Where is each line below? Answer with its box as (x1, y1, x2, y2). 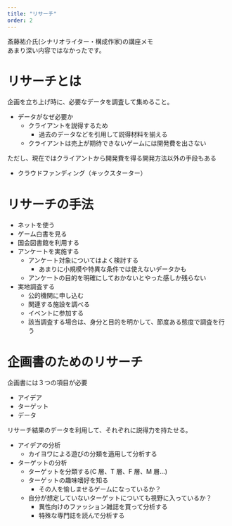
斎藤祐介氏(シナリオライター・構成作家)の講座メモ (7, 37, 153, 46)
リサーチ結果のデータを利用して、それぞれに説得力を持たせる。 (7, 426, 192, 434)
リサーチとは (7, 73, 82, 89)
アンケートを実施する (17, 247, 79, 256)
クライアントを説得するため (27, 121, 109, 130)
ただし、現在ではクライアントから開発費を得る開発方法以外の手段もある (7, 154, 217, 163)
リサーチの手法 (7, 196, 94, 212)
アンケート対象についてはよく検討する (27, 256, 139, 265)
